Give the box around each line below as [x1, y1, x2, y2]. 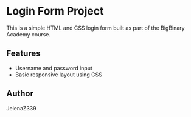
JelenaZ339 [6, 104, 36, 112]
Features [6, 48, 41, 59]
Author [6, 89, 33, 99]
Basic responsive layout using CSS [15, 71, 102, 78]
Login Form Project [6, 4, 104, 18]
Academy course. [6, 30, 50, 38]
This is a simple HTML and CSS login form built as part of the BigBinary [6, 24, 185, 32]
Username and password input [15, 64, 92, 72]
